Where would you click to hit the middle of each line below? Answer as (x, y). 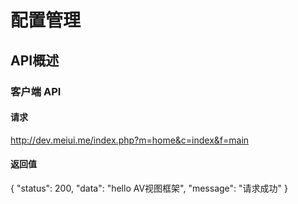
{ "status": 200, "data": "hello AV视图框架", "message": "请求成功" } (149, 188)
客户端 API (36, 91)
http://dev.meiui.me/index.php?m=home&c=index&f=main (130, 140)
